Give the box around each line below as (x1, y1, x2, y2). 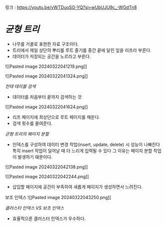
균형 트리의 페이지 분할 (5, 131, 49, 137)
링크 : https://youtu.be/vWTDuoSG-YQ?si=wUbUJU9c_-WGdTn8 (5, 4, 137, 10)
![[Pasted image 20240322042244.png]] (5, 173, 89, 179)
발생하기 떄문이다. (17, 154, 53, 160)
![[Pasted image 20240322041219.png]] (5, 63, 87, 69)
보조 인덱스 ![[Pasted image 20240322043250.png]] (5, 194, 111, 200)
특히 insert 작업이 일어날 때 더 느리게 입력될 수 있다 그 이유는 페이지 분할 (12, 147, 153, 153)
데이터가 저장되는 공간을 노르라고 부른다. (12, 53, 91, 59)
